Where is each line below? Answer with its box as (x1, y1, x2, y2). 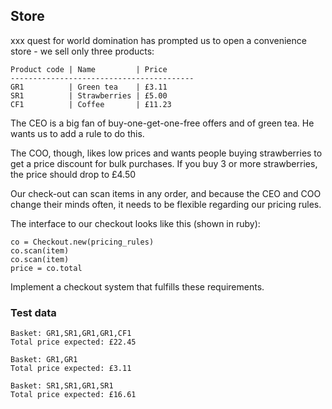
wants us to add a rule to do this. (10, 127, 145, 139)
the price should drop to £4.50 (10, 168, 137, 180)
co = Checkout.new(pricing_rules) (10, 237, 155, 247)
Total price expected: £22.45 (10, 337, 137, 348)
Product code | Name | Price (10, 64, 168, 74)
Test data (10, 305, 57, 319)
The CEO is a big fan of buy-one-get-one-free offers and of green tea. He (10, 117, 315, 129)
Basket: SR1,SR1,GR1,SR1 (10, 381, 114, 391)
